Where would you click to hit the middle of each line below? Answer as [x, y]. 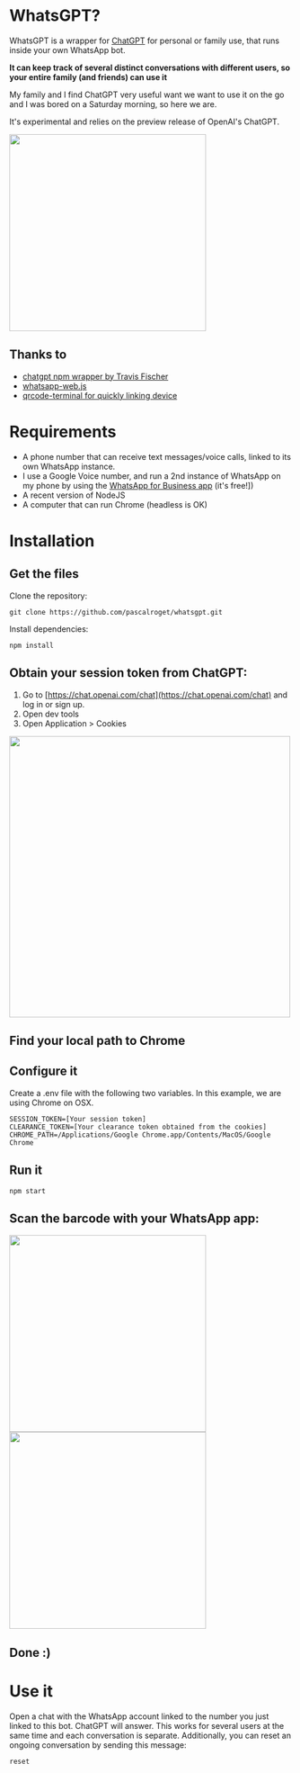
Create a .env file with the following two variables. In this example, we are [145, 1093]
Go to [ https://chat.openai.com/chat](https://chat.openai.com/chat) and [155, 695]
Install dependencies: [49, 629]
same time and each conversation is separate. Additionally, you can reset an [150, 1735]
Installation [52, 540]
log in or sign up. [53, 704]
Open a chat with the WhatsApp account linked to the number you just [139, 1716]
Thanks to [38, 355]
